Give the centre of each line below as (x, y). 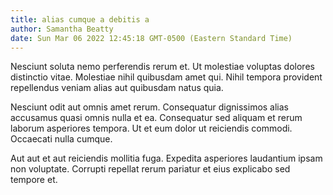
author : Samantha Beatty (62, 29)
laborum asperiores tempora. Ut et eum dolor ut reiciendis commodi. (151, 128)
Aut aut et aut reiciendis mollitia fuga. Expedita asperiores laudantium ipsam (166, 158)
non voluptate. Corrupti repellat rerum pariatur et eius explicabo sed (150, 169)
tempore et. (34, 180)
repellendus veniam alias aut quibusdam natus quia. (117, 88)
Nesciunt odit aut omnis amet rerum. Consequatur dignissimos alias (150, 107)
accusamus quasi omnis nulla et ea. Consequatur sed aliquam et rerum (156, 118)
